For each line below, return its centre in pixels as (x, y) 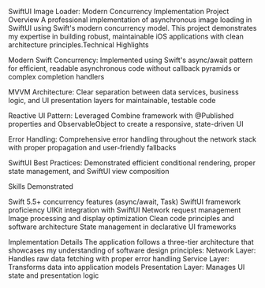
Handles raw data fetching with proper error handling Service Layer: (119, 258)
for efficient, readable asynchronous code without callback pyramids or (124, 68)
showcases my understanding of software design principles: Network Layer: (132, 250)
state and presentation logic (54, 275)
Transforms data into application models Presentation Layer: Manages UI (127, 267)
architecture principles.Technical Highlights (78, 45)
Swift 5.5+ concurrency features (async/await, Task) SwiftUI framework (125, 201)
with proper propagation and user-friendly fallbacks (92, 148)
